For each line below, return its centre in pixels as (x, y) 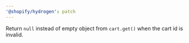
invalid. (14, 34)
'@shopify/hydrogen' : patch (41, 11)
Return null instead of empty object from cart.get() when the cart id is (94, 28)
